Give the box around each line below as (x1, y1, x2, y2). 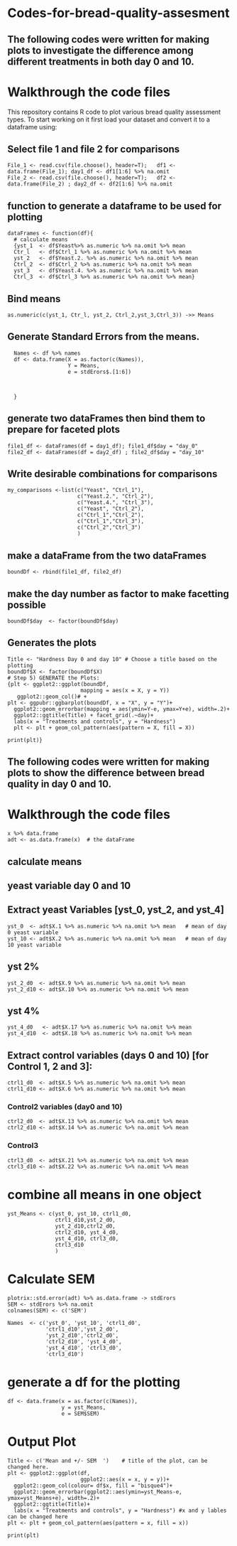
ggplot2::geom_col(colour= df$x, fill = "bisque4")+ (13, 1482, 173, 1489)
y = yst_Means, (61, 1404, 106, 1411)
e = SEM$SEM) (61, 1410, 100, 1417)
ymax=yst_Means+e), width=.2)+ (7, 1494, 100, 1501)
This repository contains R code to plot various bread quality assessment (7, 107, 221, 116)
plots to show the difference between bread (7, 767, 205, 779)
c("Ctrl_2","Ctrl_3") (77, 524, 141, 531)
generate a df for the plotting (7, 1374, 181, 1390)
